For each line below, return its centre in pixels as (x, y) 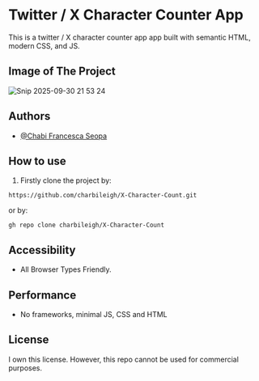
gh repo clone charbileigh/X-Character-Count (86, 225)
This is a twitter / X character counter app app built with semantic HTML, (129, 37)
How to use (37, 161)
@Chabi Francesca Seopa (64, 136)
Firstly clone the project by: (66, 180)
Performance (42, 295)
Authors (30, 116)
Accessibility (42, 250)
